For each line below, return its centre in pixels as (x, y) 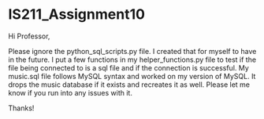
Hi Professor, (29, 36)
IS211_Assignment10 (77, 14)
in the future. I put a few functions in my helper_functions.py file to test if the (132, 59)
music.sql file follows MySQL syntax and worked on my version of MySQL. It (132, 76)
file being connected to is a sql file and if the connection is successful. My (129, 67)
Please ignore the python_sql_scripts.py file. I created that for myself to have (132, 51)
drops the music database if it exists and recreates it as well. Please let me (129, 85)
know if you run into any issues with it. (70, 92)
